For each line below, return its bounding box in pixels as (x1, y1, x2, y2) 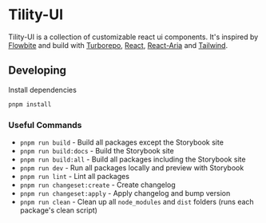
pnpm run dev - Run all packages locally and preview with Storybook (19, 162, 244, 173)
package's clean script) (19, 205, 98, 215)
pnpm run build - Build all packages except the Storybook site (19, 137, 224, 147)
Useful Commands (8, 119, 82, 130)
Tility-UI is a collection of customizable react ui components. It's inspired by (8, 32, 259, 42)
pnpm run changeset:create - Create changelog (19, 180, 176, 189)
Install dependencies (8, 85, 77, 94)
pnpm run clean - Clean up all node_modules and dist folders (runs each (19, 197, 254, 206)
